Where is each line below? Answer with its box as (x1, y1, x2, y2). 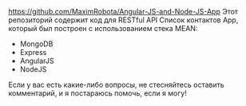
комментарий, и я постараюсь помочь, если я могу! (8, 88, 188, 98)
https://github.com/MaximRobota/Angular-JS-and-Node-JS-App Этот (8, 7, 238, 16)
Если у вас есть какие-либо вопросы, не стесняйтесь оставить (8, 80, 225, 89)
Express (19, 48, 47, 57)
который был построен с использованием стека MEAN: (8, 24, 198, 33)
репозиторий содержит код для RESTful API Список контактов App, (8, 15, 239, 25)
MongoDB (19, 39, 54, 49)
